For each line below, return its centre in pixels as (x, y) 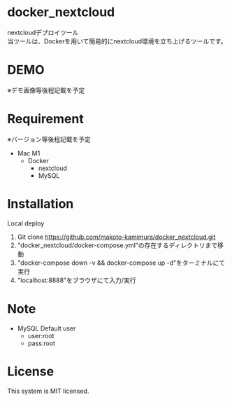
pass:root (42, 343)
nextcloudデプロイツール (43, 32)
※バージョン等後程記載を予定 (49, 139)
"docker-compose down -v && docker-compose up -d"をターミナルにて (121, 263)
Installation (41, 204)
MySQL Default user (46, 328)
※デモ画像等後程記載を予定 (46, 90)
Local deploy (26, 223)
